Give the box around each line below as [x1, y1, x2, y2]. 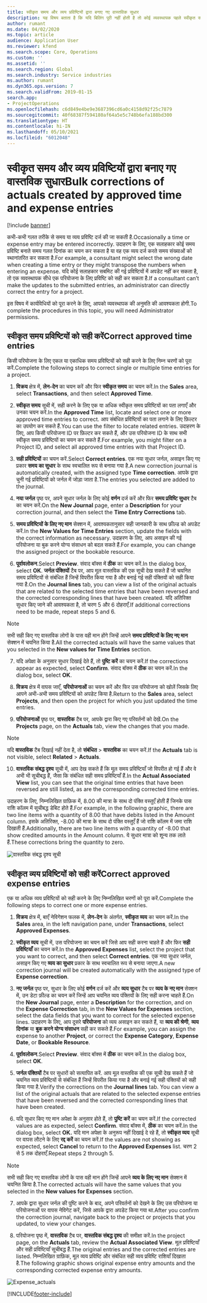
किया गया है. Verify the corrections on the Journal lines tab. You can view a [15, 1083, 199, 1091]
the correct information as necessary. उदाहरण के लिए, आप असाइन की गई [15, 534, 182, 541]
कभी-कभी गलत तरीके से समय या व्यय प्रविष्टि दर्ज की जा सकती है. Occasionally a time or [7, 233, 190, 240]
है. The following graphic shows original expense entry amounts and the [15, 1259, 195, 1267]
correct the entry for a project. [7, 288, 84, 295]
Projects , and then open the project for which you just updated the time [15, 697, 198, 704]
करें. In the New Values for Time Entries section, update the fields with [15, 527, 192, 535]
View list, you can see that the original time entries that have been [15, 779, 184, 786]
